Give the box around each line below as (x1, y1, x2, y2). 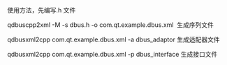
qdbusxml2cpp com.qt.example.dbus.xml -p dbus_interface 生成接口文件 (7, 50, 218, 58)
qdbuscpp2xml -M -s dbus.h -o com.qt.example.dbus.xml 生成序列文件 (7, 21, 214, 29)
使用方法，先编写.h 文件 (7, 6, 76, 14)
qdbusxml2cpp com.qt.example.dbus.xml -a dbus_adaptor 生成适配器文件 (7, 35, 220, 44)
